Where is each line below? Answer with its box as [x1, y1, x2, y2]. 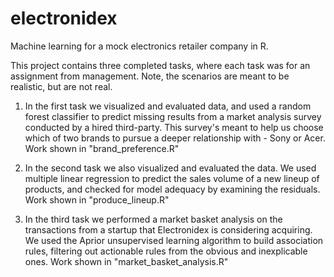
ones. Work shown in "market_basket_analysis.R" [24, 255, 229, 267]
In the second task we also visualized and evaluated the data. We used [24, 162, 317, 174]
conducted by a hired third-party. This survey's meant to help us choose [24, 121, 324, 133]
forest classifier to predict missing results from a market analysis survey [24, 110, 322, 122]
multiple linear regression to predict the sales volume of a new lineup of [24, 172, 320, 184]
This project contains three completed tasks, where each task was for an [10, 59, 311, 71]
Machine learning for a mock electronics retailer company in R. [10, 40, 269, 52]
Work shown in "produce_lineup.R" [24, 193, 170, 206]
